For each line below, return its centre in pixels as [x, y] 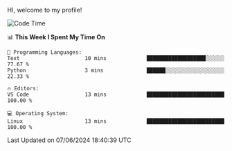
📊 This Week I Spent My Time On [56, 37]
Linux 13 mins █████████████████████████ [116, 121]
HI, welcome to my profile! [45, 10]
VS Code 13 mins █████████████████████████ [116, 94]
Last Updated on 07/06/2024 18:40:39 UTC [69, 140]
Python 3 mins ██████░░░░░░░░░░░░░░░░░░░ [116, 70]
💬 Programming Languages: [44, 52]
